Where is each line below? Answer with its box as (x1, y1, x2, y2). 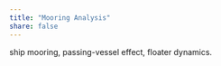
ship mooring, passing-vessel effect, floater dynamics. (9, 46, 213, 57)
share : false (9, 22, 59, 31)
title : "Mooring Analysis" (9, 13, 111, 23)
